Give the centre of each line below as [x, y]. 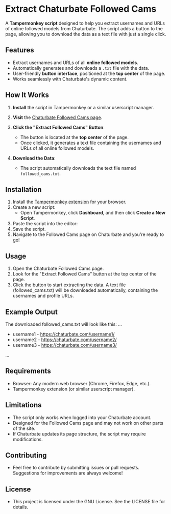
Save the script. [29, 229]
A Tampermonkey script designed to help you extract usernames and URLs [85, 23]
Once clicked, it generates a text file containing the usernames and [91, 143]
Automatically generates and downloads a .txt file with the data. [81, 68]
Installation [23, 190]
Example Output [31, 312]
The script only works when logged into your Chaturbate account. [82, 417]
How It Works [27, 95]
